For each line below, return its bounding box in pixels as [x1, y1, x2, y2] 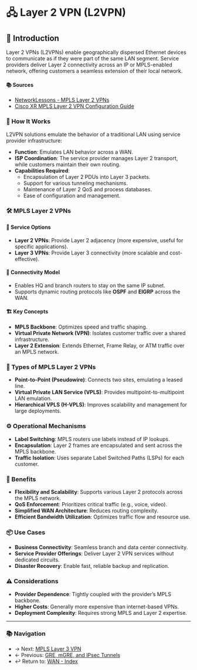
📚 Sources [6, 81, 34, 88]
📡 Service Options [6, 224, 51, 231]
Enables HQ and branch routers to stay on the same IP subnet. [14, 282, 165, 289]
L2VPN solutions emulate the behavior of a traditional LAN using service [6, 131, 181, 138]
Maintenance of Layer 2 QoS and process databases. [23, 185, 152, 192]
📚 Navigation [6, 630, 46, 638]
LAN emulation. [14, 395, 52, 402]
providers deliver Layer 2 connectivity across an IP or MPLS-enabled [6, 61, 173, 68]
